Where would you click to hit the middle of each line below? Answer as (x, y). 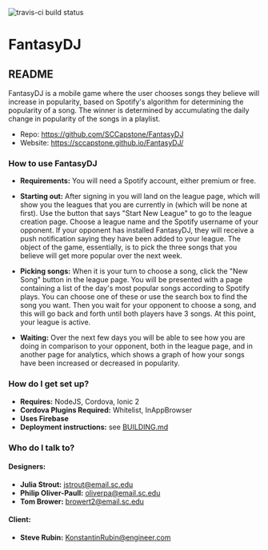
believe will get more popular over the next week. (101, 256)
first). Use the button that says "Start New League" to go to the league (136, 213)
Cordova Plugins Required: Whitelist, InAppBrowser (106, 410)
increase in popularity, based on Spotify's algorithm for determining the (126, 102)
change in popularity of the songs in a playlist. (84, 119)
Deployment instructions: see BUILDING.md (94, 427)
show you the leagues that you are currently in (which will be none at (134, 205)
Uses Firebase (44, 418)
